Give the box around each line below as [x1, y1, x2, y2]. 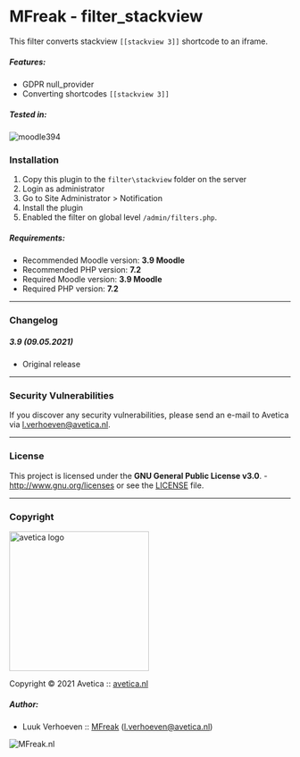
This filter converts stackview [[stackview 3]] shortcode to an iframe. [9, 36, 269, 46]
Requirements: [9, 232, 65, 243]
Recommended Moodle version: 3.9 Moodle [21, 255, 186, 265]
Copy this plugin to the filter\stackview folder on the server [21, 174, 247, 185]
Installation [9, 154, 60, 166]
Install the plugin [21, 203, 83, 214]
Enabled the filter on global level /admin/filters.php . [21, 212, 218, 223]
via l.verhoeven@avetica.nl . [9, 419, 111, 430]
